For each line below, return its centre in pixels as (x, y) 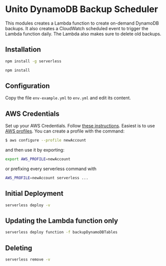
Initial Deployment (34, 193)
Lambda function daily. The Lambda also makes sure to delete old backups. (83, 34)
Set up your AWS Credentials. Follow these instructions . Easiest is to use (80, 126)
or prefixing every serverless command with (51, 169)
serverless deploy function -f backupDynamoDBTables (61, 232)
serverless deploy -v (28, 205)
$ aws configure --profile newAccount (46, 141)
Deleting (19, 248)
